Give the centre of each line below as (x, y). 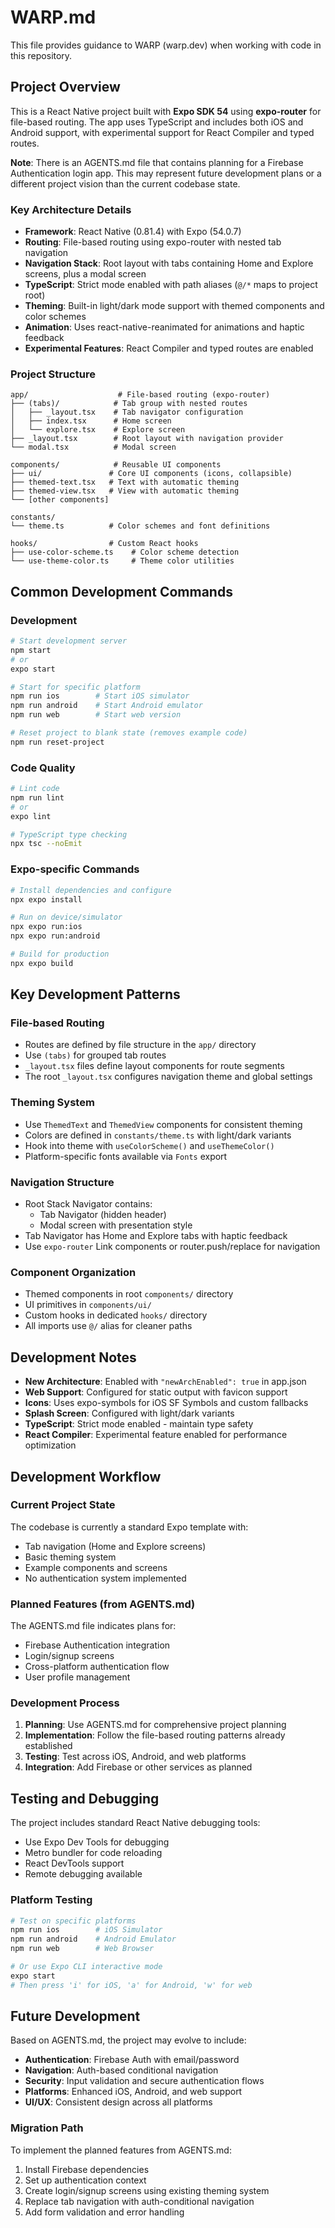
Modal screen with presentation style (116, 1225)
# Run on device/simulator (66, 917)
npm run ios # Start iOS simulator (100, 696)
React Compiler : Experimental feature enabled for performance (156, 1435)
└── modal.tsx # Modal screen (93, 447)
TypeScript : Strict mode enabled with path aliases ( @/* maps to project (171, 285)
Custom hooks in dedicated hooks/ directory (116, 1315)
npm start (31, 650)
